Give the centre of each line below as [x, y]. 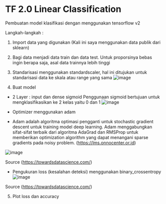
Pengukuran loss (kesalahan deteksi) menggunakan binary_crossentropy [87, 172]
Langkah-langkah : [24, 32]
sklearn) [21, 47]
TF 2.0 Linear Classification [63, 9]
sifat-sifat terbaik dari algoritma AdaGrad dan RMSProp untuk [75, 132]
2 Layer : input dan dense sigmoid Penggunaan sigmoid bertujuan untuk [86, 97]
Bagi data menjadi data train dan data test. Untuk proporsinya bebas [82, 57]
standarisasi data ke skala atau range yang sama [62, 77]
